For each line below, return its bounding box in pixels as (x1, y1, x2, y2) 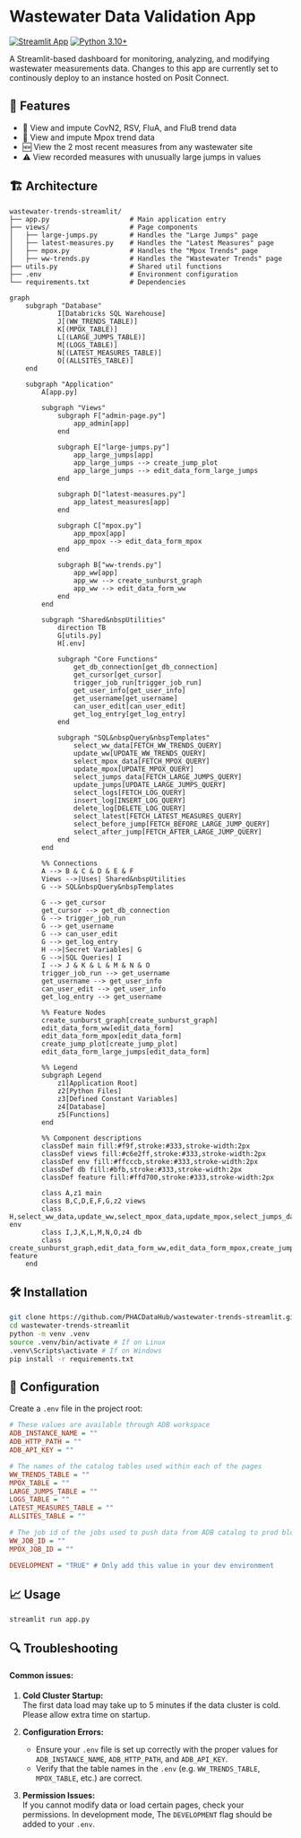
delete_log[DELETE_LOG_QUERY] (73, 803, 186, 813)
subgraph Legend (41, 1071, 102, 1080)
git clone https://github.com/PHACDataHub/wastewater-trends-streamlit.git (9, 1313, 298, 1322)
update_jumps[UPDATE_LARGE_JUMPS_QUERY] (73, 780, 227, 789)
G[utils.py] (56, 631, 102, 640)
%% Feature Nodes (41, 1008, 106, 1017)
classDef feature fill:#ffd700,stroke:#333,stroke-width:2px (41, 1173, 275, 1182)
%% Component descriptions (41, 1133, 142, 1142)
